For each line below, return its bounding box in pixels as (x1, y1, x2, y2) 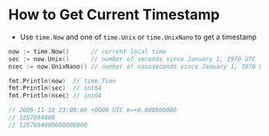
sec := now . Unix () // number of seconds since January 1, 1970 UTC (8, 54, 256, 63)
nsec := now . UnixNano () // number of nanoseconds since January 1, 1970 (8, 62, 256, 70)
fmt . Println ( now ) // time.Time (8, 77, 116, 85)
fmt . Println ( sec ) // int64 (8, 84, 102, 93)
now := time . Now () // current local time (8, 47, 167, 55)
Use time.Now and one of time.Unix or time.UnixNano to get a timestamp (19, 32, 257, 42)
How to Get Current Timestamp (8, 6, 220, 24)
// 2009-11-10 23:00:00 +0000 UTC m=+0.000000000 (8, 106, 178, 114)
